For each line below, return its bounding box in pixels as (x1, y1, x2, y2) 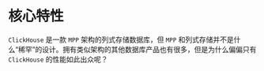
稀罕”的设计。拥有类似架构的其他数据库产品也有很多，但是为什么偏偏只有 (18, 44, 257, 54)
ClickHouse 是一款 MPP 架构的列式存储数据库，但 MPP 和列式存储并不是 (8, 35, 235, 44)
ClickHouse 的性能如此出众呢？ (8, 54, 108, 64)
